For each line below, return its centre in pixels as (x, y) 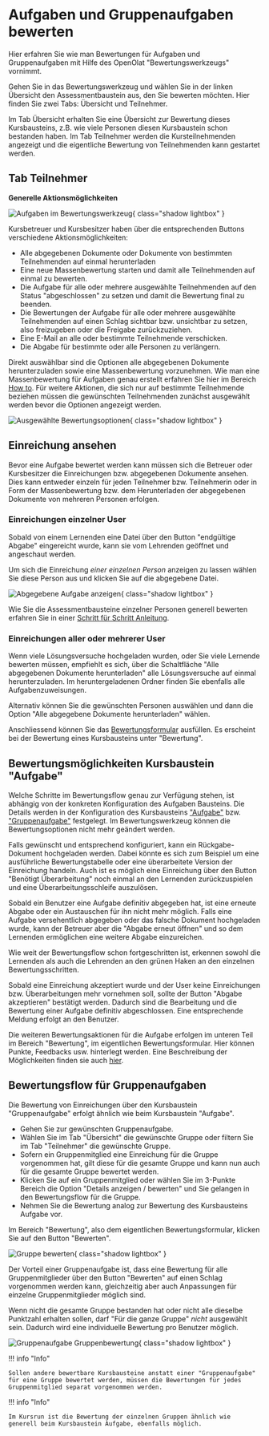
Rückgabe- (216, 844)
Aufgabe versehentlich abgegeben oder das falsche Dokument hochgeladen (134, 920)
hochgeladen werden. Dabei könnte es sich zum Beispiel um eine (151, 853)
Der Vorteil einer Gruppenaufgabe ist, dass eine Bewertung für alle (118, 1269)
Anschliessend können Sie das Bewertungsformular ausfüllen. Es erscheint (132, 730)
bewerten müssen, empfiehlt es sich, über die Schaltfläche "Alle (114, 665)
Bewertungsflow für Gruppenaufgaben (107, 1085)
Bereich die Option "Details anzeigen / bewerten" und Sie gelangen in (134, 1188)
